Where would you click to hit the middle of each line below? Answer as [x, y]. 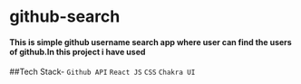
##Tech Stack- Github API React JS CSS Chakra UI [102, 72]
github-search [65, 17]
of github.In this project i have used [78, 51]
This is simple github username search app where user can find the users [150, 42]
